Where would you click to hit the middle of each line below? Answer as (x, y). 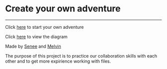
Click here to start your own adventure (44, 27)
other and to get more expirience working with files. (58, 61)
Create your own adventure (63, 9)
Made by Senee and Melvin (33, 46)
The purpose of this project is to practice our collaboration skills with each (81, 56)
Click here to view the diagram (37, 36)
